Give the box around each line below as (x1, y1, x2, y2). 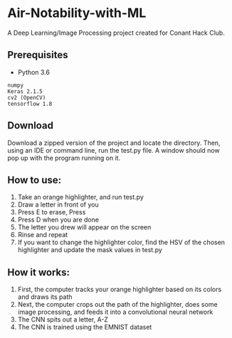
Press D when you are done (17, 215, 100, 224)
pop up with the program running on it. (7, 153, 121, 162)
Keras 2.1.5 (7, 87, 43, 95)
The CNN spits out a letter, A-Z (17, 315, 109, 324)
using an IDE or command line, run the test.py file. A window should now (7, 146, 220, 154)
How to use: (7, 174, 62, 186)
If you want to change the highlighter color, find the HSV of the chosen (17, 238, 226, 246)
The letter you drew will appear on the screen (17, 223, 152, 231)
